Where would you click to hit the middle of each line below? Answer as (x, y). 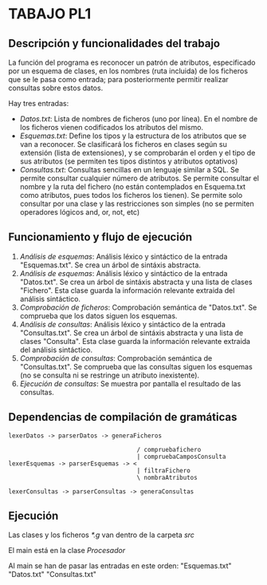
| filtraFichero (164, 470)
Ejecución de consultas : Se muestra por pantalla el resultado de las (130, 383)
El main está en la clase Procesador (67, 551)
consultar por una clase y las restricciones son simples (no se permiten (137, 204)
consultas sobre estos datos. (56, 88)
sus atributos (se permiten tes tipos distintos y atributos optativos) (129, 161)
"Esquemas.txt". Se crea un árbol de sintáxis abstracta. (110, 265)
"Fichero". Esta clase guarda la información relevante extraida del (127, 290)
